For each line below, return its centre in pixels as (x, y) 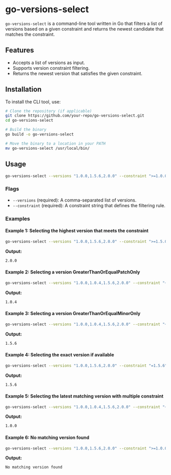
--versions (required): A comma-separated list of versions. (75, 200)
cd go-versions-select (29, 121)
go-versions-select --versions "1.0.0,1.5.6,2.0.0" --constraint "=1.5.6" (86, 366)
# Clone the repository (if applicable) (49, 111)
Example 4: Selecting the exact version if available (60, 355)
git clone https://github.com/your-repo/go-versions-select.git (75, 116)
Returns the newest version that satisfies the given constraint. (77, 73)
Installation (23, 89)
